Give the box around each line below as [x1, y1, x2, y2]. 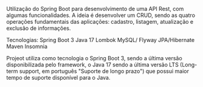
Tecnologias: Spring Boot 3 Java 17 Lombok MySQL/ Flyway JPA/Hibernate [6, 37, 195, 43]
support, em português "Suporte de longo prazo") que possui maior [19, 68, 190, 75]
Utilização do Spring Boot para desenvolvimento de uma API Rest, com [6, 5, 184, 12]
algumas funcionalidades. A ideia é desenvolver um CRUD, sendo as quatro [6, 12, 196, 19]
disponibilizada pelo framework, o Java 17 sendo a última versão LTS [6, 61, 179, 68]
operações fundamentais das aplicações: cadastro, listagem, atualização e [6, 18, 194, 25]
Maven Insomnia [6, 43, 47, 50]
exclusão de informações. [6, 24, 71, 32]
